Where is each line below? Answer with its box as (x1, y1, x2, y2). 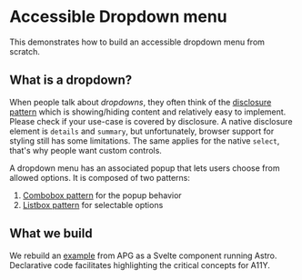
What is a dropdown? (9, 73, 133, 88)
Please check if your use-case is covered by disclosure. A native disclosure (9, 115, 293, 126)
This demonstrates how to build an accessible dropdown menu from (9, 36, 266, 47)
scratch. (9, 45, 41, 56)
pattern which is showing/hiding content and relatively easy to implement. (9, 106, 287, 117)
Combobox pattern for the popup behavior (22, 189, 182, 201)
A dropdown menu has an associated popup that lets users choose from (9, 162, 280, 174)
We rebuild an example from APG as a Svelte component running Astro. (9, 250, 277, 261)
